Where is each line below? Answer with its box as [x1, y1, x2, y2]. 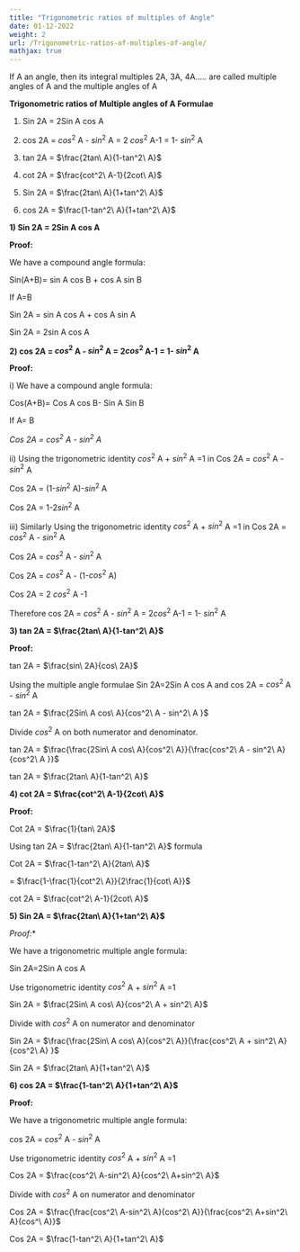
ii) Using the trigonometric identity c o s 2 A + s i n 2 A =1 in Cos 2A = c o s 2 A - [9, 452, 285, 464]
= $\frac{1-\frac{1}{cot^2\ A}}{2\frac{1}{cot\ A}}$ [9, 875, 191, 887]
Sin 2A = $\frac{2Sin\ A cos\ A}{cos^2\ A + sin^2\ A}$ [9, 999, 208, 1010]
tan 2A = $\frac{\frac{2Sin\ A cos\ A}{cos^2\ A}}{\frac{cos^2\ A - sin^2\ [9, 743, 276, 754]
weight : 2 [9, 30, 47, 39]
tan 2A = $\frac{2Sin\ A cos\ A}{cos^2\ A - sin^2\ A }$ [9, 707, 209, 718]
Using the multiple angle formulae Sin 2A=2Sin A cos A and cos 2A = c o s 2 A [9, 677, 292, 689]
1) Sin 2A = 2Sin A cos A [9, 221, 101, 232]
